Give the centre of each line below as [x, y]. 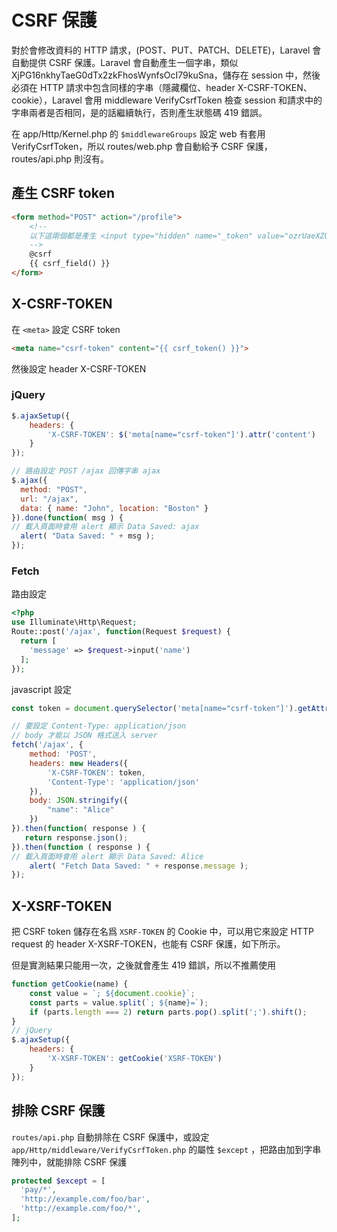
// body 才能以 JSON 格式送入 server [84, 736]
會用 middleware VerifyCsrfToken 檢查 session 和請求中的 [203, 100]
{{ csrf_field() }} [70, 264]
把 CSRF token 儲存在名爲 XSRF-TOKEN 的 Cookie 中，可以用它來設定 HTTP [162, 932]
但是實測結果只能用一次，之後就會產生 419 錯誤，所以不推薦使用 [144, 965]
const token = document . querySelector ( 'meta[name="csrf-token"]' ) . [155, 708]
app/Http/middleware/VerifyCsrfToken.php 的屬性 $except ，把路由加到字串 [166, 1149]
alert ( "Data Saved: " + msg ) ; [88, 536]
